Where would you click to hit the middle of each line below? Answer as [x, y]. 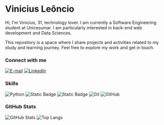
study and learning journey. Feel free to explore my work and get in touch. [80, 47]
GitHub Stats [21, 107]
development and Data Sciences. [38, 33]
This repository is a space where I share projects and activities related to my [82, 42]
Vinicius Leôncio [40, 9]
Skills [12, 83]
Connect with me [26, 60]
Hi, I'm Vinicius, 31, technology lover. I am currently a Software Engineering [81, 22]
